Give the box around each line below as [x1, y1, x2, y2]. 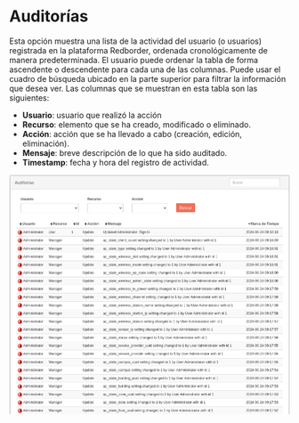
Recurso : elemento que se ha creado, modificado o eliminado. [21, 118, 252, 130]
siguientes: [9, 92, 50, 103]
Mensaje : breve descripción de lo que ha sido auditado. [21, 147, 228, 158]
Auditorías [9, 6, 89, 27]
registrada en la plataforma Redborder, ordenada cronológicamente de [9, 45, 269, 55]
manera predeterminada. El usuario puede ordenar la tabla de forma [9, 54, 259, 65]
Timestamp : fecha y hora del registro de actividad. [21, 157, 209, 167]
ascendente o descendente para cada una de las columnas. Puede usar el [9, 64, 281, 75]
